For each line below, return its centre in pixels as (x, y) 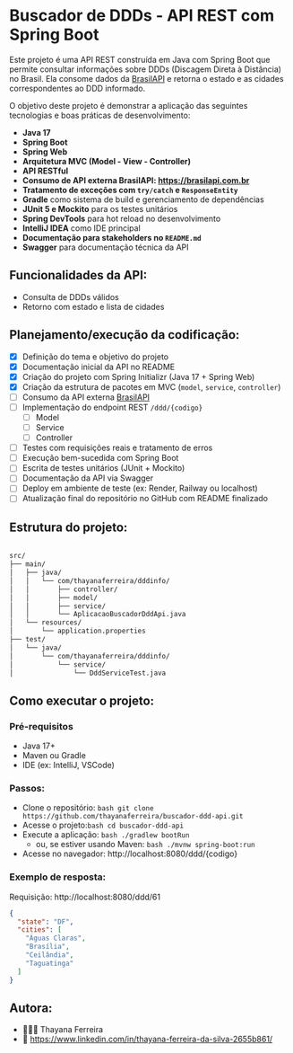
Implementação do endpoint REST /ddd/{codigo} (112, 407)
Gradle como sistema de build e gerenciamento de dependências (143, 199)
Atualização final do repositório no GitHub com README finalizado (145, 499)
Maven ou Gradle (54, 756)
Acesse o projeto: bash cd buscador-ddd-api (103, 825)
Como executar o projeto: (82, 700)
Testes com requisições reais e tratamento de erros (117, 448)
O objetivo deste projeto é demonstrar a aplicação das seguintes (129, 105)
